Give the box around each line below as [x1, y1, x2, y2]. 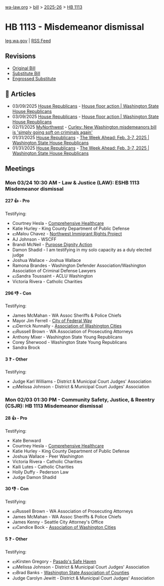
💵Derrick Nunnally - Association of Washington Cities [12, 323, 122, 329]
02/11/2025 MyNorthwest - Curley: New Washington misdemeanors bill [12, 124, 157, 130]
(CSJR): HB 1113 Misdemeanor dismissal [5, 403, 103, 409]
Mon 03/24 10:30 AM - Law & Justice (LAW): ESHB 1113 [5, 179, 140, 186]
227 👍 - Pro [5, 198, 30, 204]
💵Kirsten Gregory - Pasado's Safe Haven [12, 558, 97, 564]
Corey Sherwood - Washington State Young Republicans [12, 339, 127, 345]
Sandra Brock [12, 345, 40, 351]
